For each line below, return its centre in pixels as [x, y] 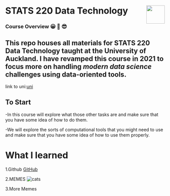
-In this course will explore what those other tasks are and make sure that [82, 114]
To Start [18, 103]
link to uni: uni [19, 86]
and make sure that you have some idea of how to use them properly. [78, 135]
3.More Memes [21, 188]
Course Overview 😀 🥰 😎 [36, 27]
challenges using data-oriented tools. [66, 74]
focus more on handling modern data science [78, 66]
